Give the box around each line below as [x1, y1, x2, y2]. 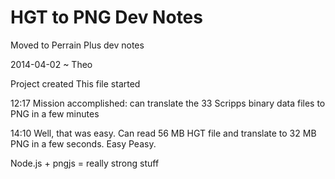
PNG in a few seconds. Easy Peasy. [10, 137, 157, 150]
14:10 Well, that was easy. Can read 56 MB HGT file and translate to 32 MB [10, 127, 317, 139]
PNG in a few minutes [10, 107, 100, 120]
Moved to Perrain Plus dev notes [10, 39, 145, 51]
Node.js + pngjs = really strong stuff [10, 157, 160, 169]
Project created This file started [10, 77, 141, 90]
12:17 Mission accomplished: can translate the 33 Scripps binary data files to [10, 97, 326, 109]
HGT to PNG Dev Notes [10, 6, 203, 29]
